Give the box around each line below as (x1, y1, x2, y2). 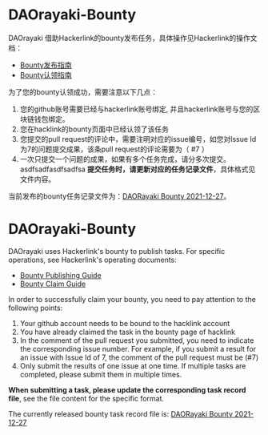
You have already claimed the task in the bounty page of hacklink (19, 327, 236, 336)
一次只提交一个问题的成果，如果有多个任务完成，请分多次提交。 (19, 154, 230, 163)
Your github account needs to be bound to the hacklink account (19, 318, 230, 328)
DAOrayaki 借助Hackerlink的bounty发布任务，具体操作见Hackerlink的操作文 (8, 33, 258, 42)
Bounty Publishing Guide (19, 270, 102, 280)
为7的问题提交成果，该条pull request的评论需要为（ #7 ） (19, 144, 210, 154)
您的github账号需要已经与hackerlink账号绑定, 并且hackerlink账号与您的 (19, 104, 254, 114)
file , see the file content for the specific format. (8, 393, 165, 403)
